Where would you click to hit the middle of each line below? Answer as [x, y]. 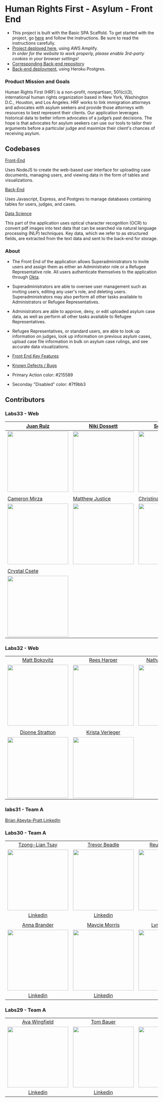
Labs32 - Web [22, 648]
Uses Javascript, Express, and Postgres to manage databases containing [78, 199]
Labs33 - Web [22, 413]
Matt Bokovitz [38, 660]
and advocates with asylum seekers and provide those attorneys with [74, 107]
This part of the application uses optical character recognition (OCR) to [76, 223]
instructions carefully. [34, 43]
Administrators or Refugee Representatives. [56, 302]
